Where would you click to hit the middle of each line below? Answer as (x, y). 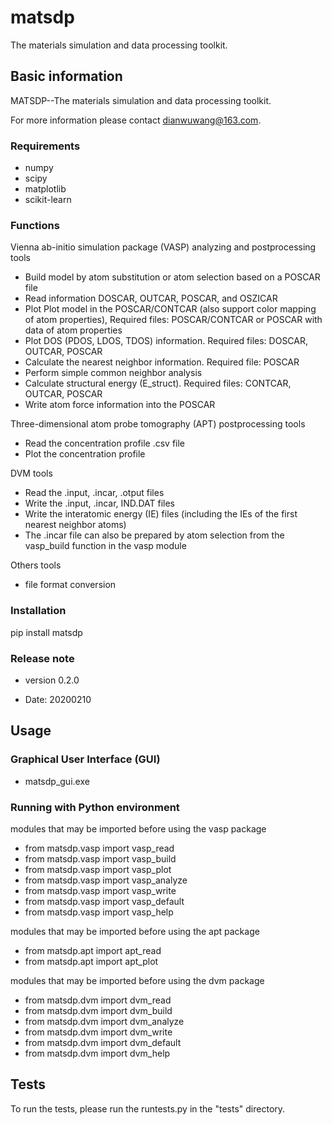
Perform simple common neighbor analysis (113, 373)
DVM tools (31, 473)
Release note (42, 658)
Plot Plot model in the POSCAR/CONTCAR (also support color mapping (170, 309)
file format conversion (70, 585)
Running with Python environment (95, 807)
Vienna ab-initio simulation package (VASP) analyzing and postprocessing (163, 247)
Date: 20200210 (58, 699)
